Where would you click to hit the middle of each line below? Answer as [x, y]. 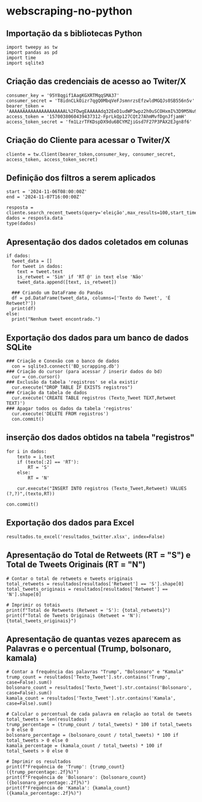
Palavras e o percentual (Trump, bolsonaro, [89, 648]
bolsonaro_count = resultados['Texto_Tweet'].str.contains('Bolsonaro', [99, 688]
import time [21, 58]
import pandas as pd [32, 53]
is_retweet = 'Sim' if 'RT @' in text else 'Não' [81, 277]
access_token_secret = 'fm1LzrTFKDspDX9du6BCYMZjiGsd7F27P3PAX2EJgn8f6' [99, 122]
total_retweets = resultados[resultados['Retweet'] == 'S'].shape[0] [95, 584]
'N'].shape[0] [24, 594]
